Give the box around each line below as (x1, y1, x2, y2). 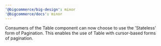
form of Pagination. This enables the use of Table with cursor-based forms (5, 30, 156, 36)
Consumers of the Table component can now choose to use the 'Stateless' (5, 25, 156, 31)
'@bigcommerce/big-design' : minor (5, 7, 76, 12)
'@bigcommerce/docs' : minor (5, 12, 63, 16)
